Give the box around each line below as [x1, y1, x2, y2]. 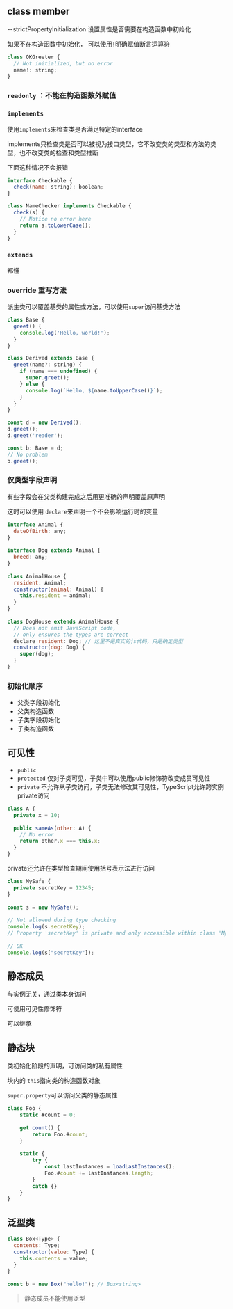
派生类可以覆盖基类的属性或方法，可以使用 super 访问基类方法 [7, 303, 181, 310]
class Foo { [7, 1105, 42, 1112]
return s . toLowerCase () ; [19, 222, 92, 229]
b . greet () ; [7, 457, 39, 465]
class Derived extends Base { [7, 355, 95, 362]
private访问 [17, 791, 50, 800]
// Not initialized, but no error [13, 60, 113, 67]
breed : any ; [13, 553, 49, 561]
